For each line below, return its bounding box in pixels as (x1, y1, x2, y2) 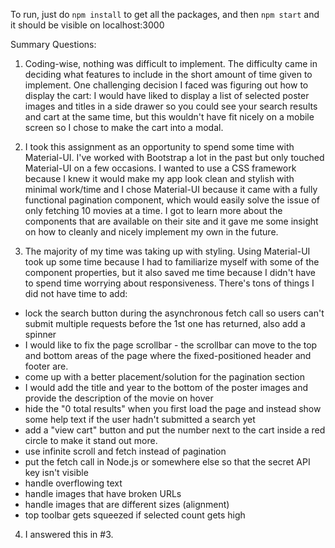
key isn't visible (24, 467, 89, 478)
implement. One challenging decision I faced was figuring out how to (24, 79, 309, 91)
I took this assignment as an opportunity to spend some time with (24, 141, 295, 153)
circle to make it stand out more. (24, 435, 158, 446)
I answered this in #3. (24, 529, 114, 540)
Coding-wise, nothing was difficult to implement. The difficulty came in (24, 58, 318, 69)
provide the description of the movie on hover (24, 392, 214, 404)
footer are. (24, 360, 69, 372)
